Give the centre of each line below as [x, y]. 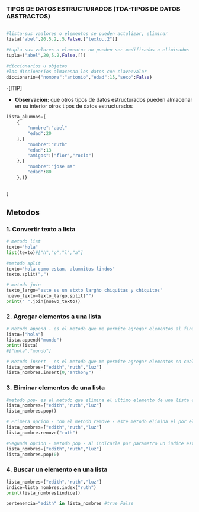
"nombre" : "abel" [47, 128]
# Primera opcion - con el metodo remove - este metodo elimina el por [96, 422]
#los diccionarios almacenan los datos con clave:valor [76, 72]
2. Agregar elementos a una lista [54, 317]
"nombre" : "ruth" [47, 144]
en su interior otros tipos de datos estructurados [74, 106]
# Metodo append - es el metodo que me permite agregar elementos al [94, 329]
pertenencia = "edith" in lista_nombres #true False [70, 504]
